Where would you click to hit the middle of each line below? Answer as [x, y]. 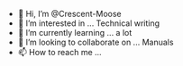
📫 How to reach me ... [59, 52]
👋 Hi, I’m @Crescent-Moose [69, 14]
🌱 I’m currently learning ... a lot [75, 33]
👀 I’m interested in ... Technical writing [89, 23]
